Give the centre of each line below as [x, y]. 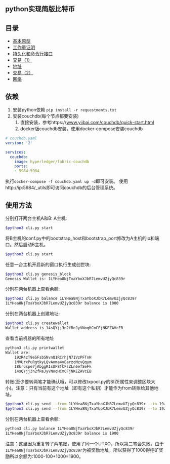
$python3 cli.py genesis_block [38, 274]
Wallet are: [18, 353]
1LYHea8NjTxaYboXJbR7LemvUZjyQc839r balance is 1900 [62, 433]
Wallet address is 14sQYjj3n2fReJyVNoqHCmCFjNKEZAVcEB [64, 328]
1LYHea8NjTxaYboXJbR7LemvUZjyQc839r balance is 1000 [62, 303]
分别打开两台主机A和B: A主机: [36, 218]
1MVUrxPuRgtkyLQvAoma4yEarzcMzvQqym [53, 362]
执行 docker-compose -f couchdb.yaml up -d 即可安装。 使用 [67, 181]
